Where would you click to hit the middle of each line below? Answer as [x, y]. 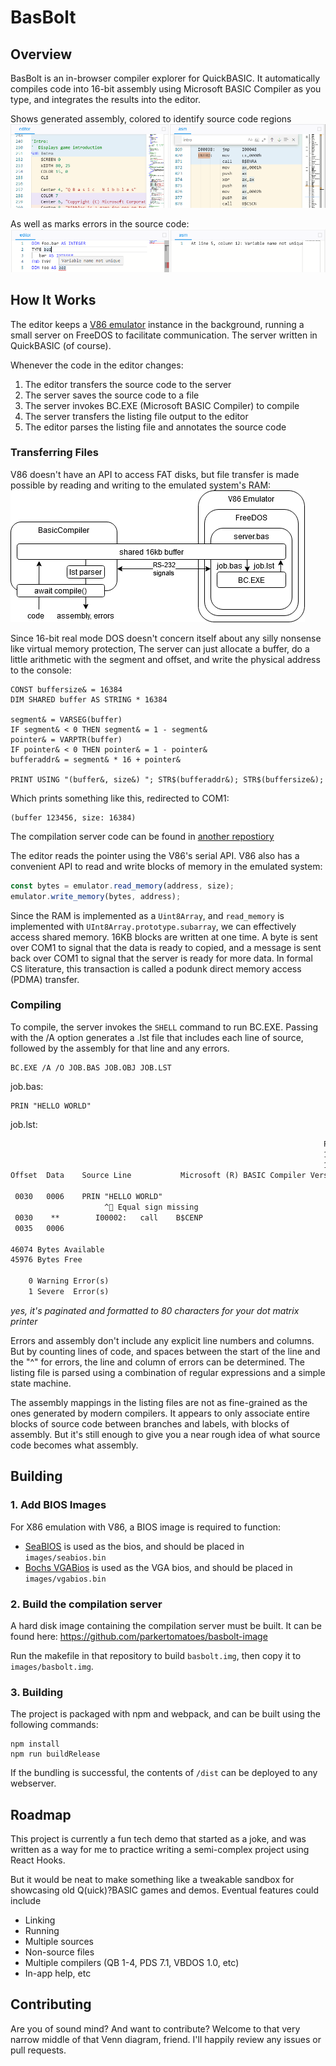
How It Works [53, 300]
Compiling [36, 1005]
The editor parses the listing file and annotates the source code [155, 427]
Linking [40, 1920]
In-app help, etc [58, 1973]
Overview [41, 54]
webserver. [33, 1783]
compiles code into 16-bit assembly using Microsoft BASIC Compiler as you [166, 89]
